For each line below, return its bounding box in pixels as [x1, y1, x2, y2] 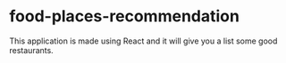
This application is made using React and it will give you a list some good [9, 35, 278, 46]
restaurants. [9, 44, 54, 55]
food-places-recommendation [9, 6, 240, 27]
